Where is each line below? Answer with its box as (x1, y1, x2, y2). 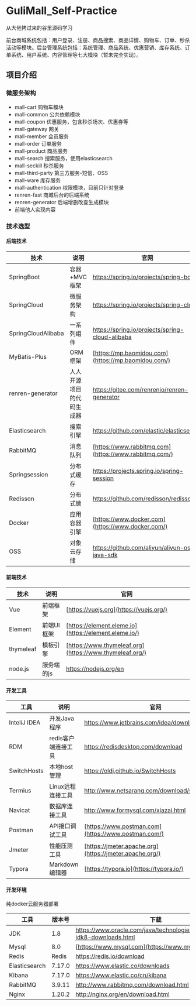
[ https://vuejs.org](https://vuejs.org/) (66, 605, 168, 613)
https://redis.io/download (75, 952, 145, 960)
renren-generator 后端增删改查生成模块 (14, 198, 109, 205)
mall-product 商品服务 (14, 147, 68, 154)
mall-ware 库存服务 (14, 177, 61, 184)
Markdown (49, 860, 79, 868)
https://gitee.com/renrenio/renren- (92, 385, 188, 393)
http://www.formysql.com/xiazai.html (84, 806, 186, 815)
